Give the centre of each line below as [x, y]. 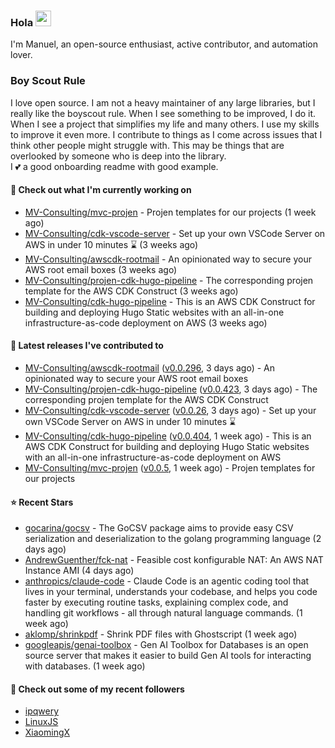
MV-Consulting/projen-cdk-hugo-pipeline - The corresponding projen [169, 280]
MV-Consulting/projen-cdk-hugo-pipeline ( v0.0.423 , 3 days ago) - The [171, 389]
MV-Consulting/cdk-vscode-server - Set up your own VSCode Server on [175, 233]
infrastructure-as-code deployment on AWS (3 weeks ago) [146, 322]
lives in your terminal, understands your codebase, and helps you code [171, 592]
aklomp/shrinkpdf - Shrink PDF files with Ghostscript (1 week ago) [161, 634]
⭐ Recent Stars [42, 502]
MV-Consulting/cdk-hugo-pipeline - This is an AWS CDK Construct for [170, 301]
